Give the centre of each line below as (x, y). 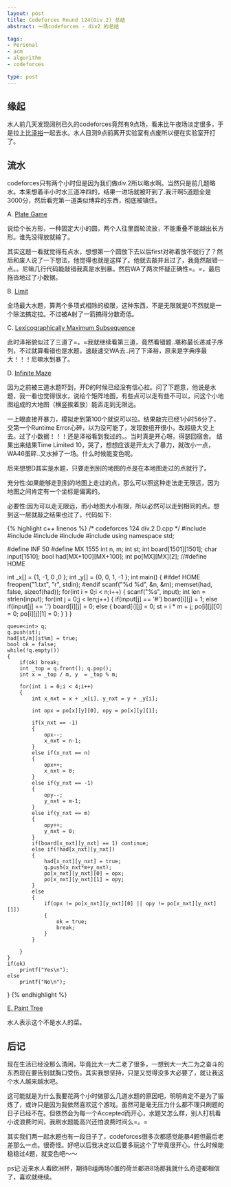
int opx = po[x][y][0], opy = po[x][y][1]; (95, 711)
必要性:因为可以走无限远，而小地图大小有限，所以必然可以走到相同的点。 (111, 506)
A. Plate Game (27, 214)
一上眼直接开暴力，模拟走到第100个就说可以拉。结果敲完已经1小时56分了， (113, 419)
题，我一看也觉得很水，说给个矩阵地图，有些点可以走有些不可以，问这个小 (112, 396)
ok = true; (72, 922)
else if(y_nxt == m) (61, 814)
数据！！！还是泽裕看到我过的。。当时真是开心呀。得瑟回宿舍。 (126, 436)
